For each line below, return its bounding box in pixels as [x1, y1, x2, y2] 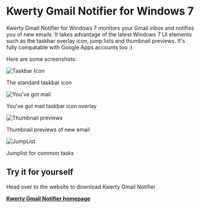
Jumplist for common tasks [6, 149, 74, 156]
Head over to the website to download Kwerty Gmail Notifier [6, 183, 156, 190]
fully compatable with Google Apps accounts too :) [6, 44, 133, 51]
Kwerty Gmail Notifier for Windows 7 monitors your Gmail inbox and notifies [6, 24, 195, 32]
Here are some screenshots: [6, 55, 77, 62]
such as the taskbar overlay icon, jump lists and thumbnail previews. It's [6, 37, 185, 44]
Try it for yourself [6, 167, 74, 177]
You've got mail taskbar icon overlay [6, 102, 97, 110]
